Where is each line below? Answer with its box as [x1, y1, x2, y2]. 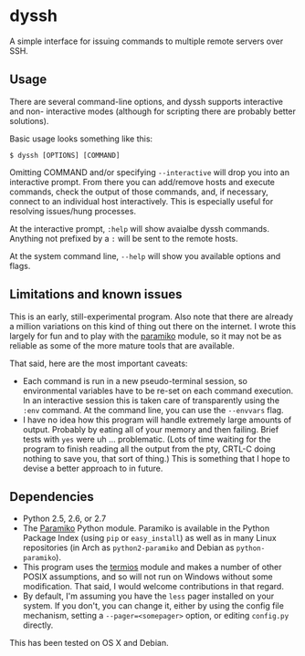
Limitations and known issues [9, 286, 183, 302]
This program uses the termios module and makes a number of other [22, 562, 282, 573]
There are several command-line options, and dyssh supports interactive [9, 96, 284, 107]
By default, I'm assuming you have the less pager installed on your [22, 590, 275, 602]
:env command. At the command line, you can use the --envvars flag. [22, 404, 285, 415]
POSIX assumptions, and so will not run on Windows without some [22, 571, 273, 582]
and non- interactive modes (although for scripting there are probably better [9, 106, 297, 117]
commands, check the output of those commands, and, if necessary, [9, 186, 269, 197]
